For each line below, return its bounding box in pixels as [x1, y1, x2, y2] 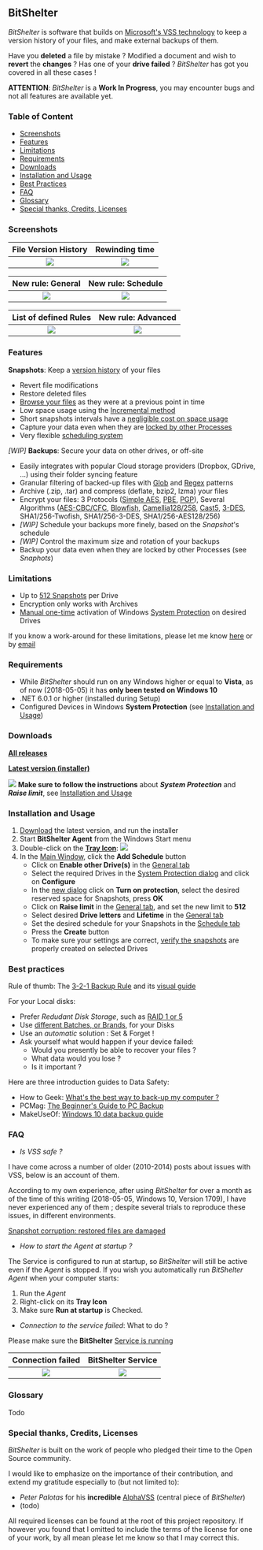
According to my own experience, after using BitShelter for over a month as [8, 1186, 253, 1195]
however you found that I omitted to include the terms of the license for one [8, 1525, 253, 1534]
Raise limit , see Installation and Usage [8, 788, 133, 797]
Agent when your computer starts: [8, 1273, 119, 1283]
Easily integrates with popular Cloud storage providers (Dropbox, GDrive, [19, 461, 256, 470]
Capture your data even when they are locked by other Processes [19, 422, 232, 432]
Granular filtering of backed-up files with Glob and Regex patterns [19, 478, 234, 487]
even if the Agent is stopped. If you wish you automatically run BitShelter [8, 1265, 243, 1275]
